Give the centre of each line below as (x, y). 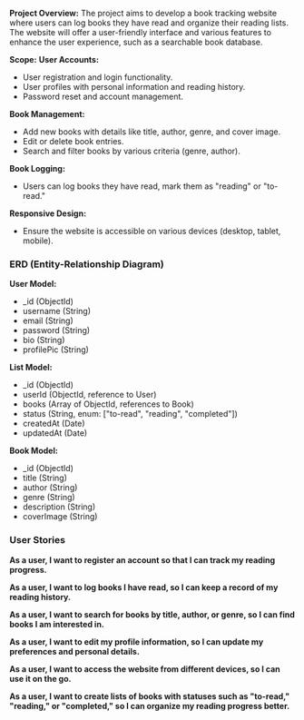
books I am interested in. (57, 624)
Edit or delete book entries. (73, 141)
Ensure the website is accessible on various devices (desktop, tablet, (152, 231)
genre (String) (49, 498)
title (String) (45, 478)
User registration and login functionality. (98, 77)
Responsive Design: (48, 213)
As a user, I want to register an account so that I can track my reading (142, 560)
